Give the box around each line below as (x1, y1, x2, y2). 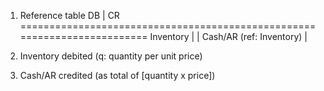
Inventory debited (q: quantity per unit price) (19, 50, 203, 62)
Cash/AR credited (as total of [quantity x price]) (19, 70, 216, 81)
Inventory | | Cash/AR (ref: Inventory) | (149, 31, 308, 42)
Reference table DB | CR (19, 10, 120, 21)
